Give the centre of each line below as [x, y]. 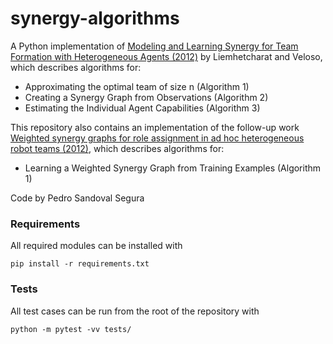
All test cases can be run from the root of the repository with [135, 311]
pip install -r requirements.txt [80, 264]
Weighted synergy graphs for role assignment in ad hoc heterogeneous [157, 138]
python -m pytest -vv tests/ [71, 329]
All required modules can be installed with [96, 246]
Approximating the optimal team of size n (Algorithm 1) [137, 86]
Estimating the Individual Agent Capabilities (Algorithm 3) [142, 108]
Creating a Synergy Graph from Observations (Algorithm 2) [146, 97]
